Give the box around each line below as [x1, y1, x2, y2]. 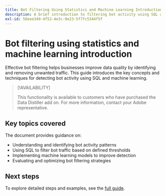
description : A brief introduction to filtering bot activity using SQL [5, 12, 158, 17]
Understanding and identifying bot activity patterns [12, 142, 117, 148]
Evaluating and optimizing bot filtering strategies [12, 158, 111, 164]
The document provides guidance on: [5, 132, 82, 139]
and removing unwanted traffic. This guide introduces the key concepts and [5, 70, 160, 76]
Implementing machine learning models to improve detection [12, 152, 136, 158]
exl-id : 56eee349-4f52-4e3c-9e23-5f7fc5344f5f [5, 16, 103, 21]
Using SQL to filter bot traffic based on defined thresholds [12, 147, 131, 153]
